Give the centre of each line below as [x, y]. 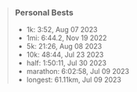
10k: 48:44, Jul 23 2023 [65, 55]
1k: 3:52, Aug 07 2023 [62, 30]
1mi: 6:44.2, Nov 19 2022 [67, 38]
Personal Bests [44, 13]
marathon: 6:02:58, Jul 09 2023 [78, 72]
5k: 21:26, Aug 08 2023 [64, 46]
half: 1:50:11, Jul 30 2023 [67, 63]
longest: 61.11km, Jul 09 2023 [74, 80]
